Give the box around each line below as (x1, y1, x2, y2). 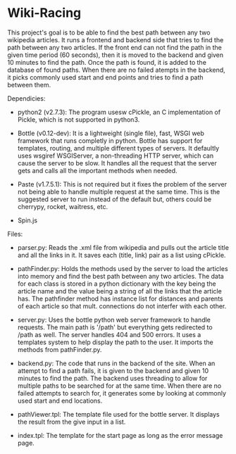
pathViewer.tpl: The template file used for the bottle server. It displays (17, 410, 220, 418)
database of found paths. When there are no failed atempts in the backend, (7, 65, 225, 74)
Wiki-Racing (7, 5, 82, 21)
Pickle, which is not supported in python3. (17, 115, 140, 124)
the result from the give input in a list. (17, 417, 126, 426)
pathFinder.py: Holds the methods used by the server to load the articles (17, 264, 228, 272)
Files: (7, 229, 23, 238)
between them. (7, 80, 51, 89)
